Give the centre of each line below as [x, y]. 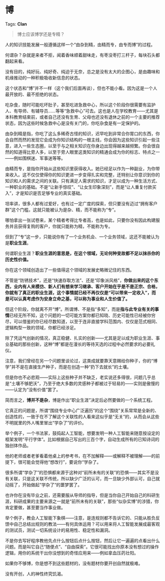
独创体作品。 [18, 445]
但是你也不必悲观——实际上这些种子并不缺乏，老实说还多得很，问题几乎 [78, 377]
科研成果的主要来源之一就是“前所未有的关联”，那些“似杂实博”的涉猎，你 [86, 501]
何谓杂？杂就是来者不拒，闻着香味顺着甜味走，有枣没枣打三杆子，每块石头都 [82, 55]
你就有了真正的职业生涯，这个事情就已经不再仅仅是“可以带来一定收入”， [79, 292]
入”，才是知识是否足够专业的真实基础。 [45, 193]
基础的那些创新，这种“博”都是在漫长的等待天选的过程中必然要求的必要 [80, 344]
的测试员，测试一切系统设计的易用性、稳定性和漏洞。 [59, 530]
